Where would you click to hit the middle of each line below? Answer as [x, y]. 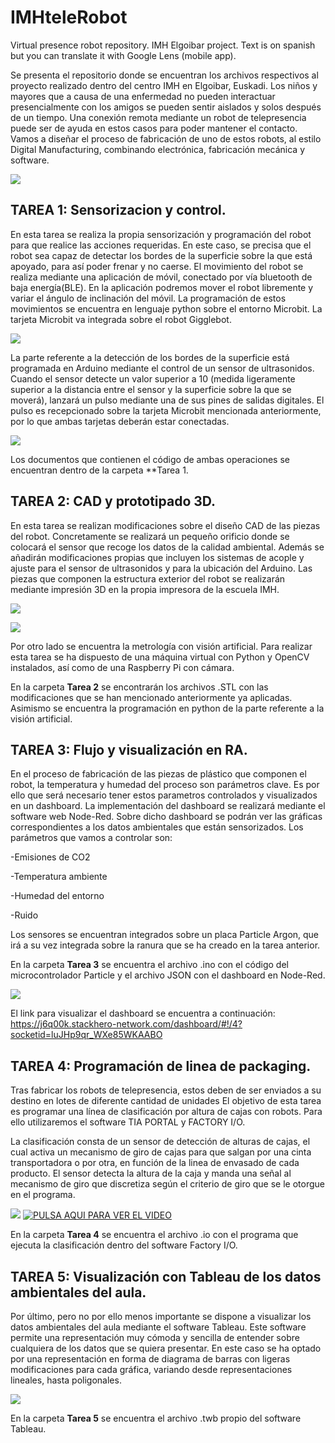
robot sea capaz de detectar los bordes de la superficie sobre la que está [161, 255]
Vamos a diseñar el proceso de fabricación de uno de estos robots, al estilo [166, 138]
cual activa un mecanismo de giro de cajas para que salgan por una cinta [161, 1152]
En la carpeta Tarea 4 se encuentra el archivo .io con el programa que [154, 1235]
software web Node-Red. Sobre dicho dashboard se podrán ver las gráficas [166, 817]
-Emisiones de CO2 [50, 857]
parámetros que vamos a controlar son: [91, 838]
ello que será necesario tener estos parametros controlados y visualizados [164, 795]
